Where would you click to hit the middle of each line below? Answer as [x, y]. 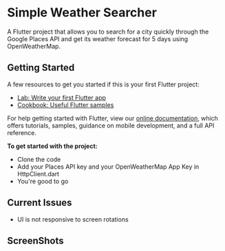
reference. [22, 132]
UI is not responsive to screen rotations [73, 219]
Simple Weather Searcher [82, 13]
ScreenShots [35, 240]
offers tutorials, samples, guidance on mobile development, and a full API [111, 125]
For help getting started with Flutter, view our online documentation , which [113, 118]
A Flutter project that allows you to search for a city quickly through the [108, 32]
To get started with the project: [52, 146]
